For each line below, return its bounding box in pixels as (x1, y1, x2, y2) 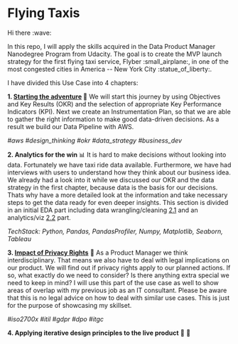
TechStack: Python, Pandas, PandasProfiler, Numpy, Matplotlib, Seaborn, (7, 227, 224, 235)
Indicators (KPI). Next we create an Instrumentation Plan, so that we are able (7, 107, 231, 116)
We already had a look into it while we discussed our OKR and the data (7, 175, 215, 184)
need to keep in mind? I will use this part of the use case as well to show (7, 278, 219, 287)
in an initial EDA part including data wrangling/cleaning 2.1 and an (7, 206, 198, 214)
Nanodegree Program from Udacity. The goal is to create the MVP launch (7, 50, 222, 58)
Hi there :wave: (7, 28, 52, 37)
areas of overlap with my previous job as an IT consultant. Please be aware (7, 286, 227, 294)
